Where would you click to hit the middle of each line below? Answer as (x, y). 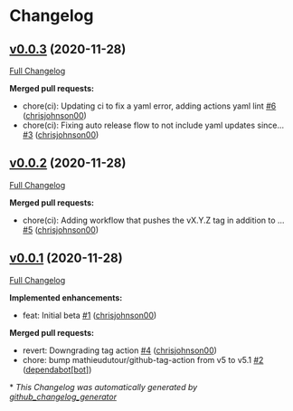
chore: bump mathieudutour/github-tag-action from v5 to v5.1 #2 (143, 359)
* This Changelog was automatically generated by (104, 387)
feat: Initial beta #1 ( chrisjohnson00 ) (90, 315)
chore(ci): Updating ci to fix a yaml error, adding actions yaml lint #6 (149, 106)
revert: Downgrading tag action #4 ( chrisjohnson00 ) (119, 350)
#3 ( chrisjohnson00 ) (61, 135)
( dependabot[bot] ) (57, 369)
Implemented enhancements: (66, 297)
